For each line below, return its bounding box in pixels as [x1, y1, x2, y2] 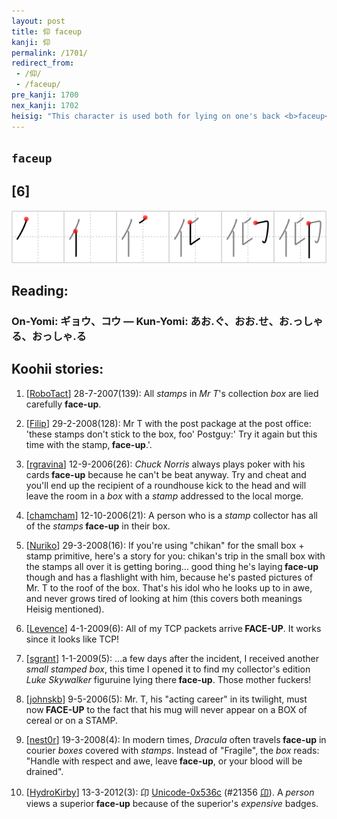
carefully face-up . [25, 398, 102, 410]
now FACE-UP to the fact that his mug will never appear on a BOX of [25, 703, 308, 715]
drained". [25, 765, 64, 777]
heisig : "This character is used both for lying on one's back [11, 111, 281, 121]
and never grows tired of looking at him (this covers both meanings [25, 592, 303, 604]
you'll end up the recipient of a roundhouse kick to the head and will [25, 479, 307, 491]
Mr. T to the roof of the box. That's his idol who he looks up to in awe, [25, 581, 313, 594]
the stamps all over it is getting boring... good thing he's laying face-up [25, 560, 319, 572]
